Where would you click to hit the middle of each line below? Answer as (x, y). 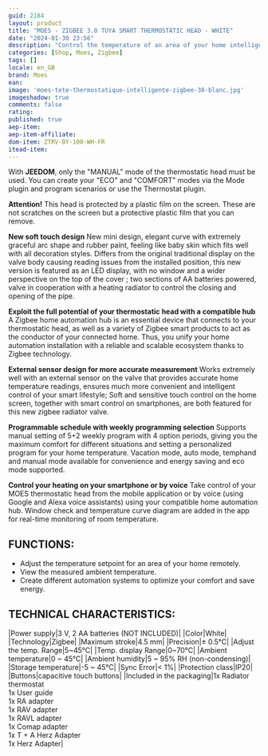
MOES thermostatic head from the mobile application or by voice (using (126, 494)
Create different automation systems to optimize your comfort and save (137, 580)
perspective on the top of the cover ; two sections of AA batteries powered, (132, 279)
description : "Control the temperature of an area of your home (117, 46)
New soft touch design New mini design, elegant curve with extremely (124, 237)
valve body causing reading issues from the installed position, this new (125, 262)
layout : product (35, 23)
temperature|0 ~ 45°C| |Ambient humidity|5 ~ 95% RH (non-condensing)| (130, 659)
